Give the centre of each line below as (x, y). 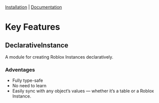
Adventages (20, 69)
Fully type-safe (28, 80)
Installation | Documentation (34, 7)
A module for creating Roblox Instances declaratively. (59, 57)
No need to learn (29, 86)
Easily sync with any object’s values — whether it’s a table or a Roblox (83, 91)
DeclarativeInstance (37, 45)
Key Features (33, 27)
